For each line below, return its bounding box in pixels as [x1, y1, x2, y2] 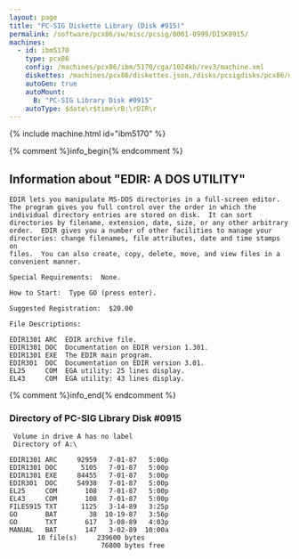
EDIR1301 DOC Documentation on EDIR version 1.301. [9, 344, 209, 352]
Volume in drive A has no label [12, 433, 133, 442]
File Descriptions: [9, 320, 82, 329]
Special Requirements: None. [9, 273, 122, 282]
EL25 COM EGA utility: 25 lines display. [9, 367, 185, 376]
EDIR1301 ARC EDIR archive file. [9, 336, 138, 344]
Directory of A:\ [12, 440, 77, 450]
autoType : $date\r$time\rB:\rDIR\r [25, 104, 158, 113]
